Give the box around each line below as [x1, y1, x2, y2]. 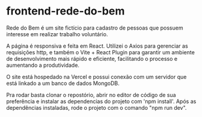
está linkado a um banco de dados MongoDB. [6, 80, 119, 87]
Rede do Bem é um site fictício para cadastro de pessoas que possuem [6, 24, 183, 31]
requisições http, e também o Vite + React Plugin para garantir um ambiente [6, 48, 195, 55]
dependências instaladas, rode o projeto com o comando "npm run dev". [6, 104, 187, 111]
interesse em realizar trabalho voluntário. [6, 30, 109, 37]
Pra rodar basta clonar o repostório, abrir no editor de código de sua [6, 91, 176, 98]
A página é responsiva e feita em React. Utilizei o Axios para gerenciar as [6, 42, 188, 49]
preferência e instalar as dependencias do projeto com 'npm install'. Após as [6, 98, 197, 105]
